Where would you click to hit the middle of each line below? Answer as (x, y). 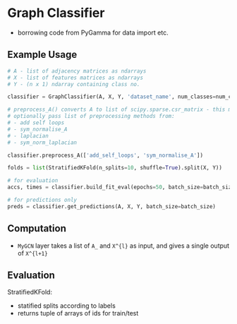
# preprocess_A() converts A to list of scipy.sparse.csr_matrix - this (116, 110)
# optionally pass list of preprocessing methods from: (91, 116)
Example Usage (42, 55)
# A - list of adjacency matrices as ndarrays (77, 71)
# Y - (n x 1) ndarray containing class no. (74, 84)
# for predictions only (42, 200)
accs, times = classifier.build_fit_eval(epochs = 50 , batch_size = (105, 187)
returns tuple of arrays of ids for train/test (78, 313)
